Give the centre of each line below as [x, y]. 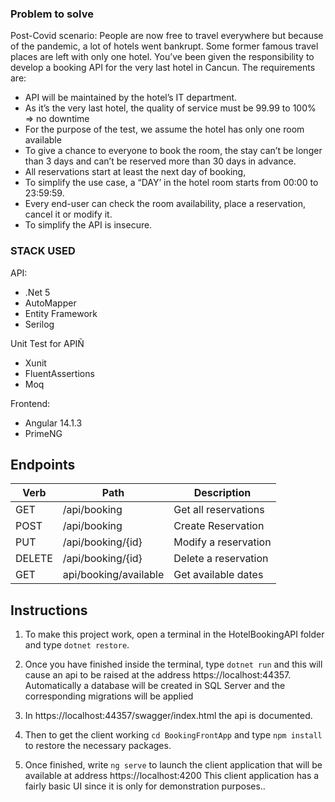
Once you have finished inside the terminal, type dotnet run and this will [173, 664]
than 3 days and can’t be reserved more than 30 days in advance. [160, 161]
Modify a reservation [222, 542]
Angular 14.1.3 [53, 423]
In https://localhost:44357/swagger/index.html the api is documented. [168, 716]
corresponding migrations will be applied [109, 696]
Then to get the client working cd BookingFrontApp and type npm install [173, 735]
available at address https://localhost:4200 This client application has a [172, 776]
